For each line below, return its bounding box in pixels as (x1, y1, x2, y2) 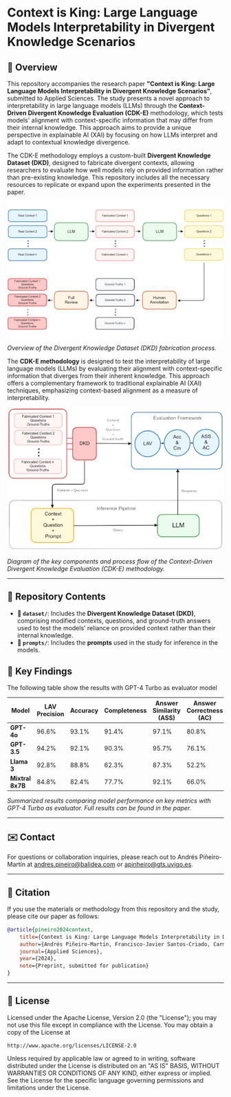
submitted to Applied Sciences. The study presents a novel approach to (7, 94, 210, 102)
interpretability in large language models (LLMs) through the (7, 102, 177, 109)
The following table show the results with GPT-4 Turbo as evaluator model (7, 684, 218, 692)
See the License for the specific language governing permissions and (7, 1076, 204, 1084)
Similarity (152, 706, 181, 714)
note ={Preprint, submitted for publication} (19, 962, 149, 970)
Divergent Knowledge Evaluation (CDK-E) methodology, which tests (27, 109, 223, 117)
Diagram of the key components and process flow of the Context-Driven (7, 557, 213, 565)
